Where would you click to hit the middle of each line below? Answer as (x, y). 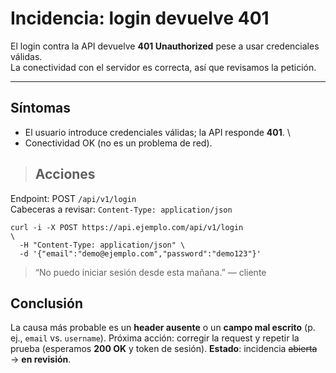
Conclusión (47, 303)
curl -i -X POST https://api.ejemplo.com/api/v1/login (127, 227)
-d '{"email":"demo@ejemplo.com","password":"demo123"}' (140, 253)
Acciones (65, 174)
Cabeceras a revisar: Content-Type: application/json (121, 209)
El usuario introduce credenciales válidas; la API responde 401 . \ (157, 132)
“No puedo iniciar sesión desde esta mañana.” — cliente (150, 272)
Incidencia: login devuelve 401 (140, 18)
